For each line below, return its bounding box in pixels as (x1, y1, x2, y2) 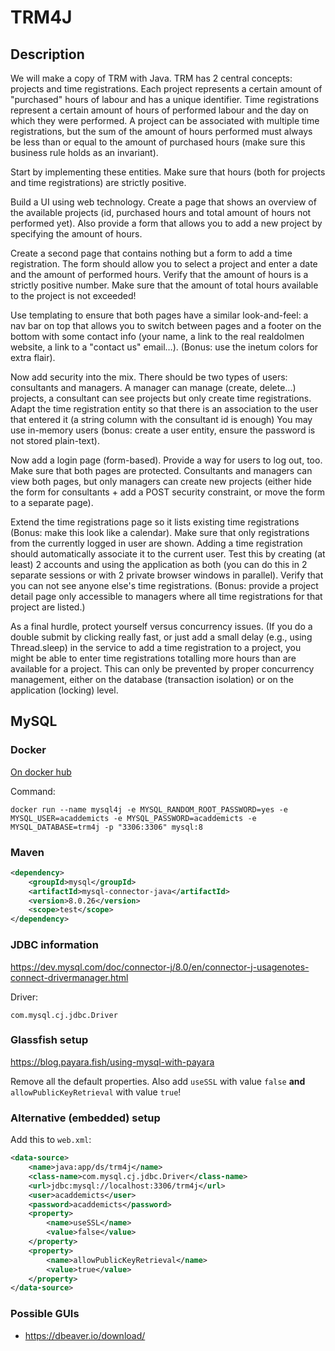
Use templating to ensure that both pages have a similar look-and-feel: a (10, 309, 309, 321)
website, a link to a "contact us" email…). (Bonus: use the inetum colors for (10, 341, 319, 353)
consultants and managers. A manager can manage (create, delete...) (10, 382, 297, 393)
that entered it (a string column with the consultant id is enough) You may (10, 414, 313, 425)
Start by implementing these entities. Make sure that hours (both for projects (10, 166, 326, 178)
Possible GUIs (10, 1307, 80, 1321)
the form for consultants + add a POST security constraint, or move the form (10, 486, 325, 498)
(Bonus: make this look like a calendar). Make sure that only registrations (10, 527, 310, 538)
